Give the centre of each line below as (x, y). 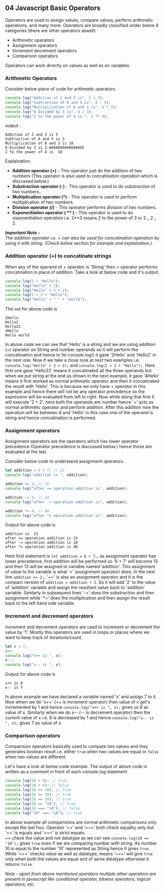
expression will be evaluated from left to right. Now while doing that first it (80, 397)
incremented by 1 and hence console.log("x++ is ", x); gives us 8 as (77, 707)
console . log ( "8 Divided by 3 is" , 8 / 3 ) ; (49, 112)
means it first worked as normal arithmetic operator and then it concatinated (82, 381)
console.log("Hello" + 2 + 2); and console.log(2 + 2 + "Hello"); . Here (80, 365)
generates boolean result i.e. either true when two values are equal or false (82, 752)
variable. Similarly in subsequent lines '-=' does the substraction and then (80, 593)
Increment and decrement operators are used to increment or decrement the (82, 627)
